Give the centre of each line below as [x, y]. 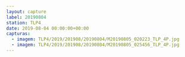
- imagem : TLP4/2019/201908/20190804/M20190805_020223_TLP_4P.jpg [95, 39]
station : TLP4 [24, 23]
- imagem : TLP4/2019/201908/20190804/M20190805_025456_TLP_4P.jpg [95, 45]
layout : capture [26, 12]
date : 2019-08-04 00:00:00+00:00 [48, 28]
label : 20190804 [26, 17]
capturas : [18, 34]
